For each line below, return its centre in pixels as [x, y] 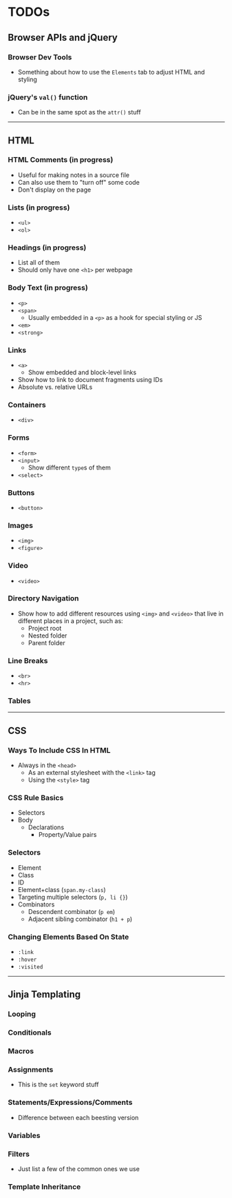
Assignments [31, 1070]
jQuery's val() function [48, 97]
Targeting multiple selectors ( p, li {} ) [73, 897]
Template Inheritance [44, 1186]
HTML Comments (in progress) [61, 160]
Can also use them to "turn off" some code [78, 182]
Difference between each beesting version [78, 1117]
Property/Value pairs [67, 835]
